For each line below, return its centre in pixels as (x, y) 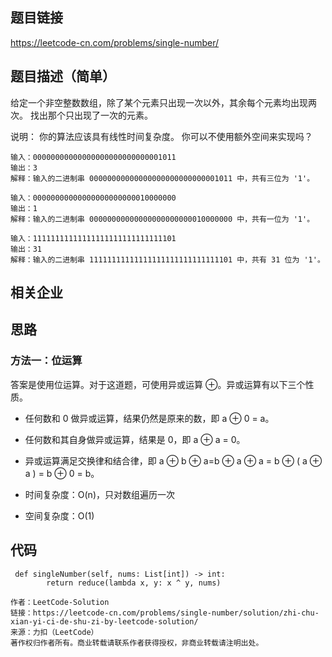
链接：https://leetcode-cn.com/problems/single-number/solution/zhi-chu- (165, 613)
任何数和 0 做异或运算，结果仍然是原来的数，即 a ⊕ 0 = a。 (149, 418)
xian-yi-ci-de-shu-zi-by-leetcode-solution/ (104, 621)
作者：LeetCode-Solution (60, 602)
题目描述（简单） (63, 76)
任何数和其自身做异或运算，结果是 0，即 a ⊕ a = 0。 (135, 439)
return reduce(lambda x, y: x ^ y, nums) (134, 583)
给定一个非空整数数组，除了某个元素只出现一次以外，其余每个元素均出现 (159, 102)
